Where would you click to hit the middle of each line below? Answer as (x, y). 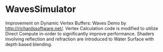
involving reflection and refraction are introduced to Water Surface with (80, 39)
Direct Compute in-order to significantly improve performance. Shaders (80, 33)
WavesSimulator (41, 9)
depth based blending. (29, 44)
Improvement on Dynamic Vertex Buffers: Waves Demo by (66, 23)
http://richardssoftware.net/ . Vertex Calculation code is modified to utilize (82, 28)
